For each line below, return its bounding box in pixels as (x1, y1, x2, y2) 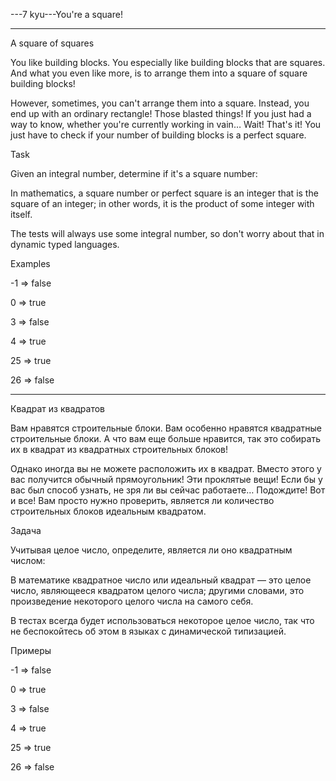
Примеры (10, 645, 52, 656)
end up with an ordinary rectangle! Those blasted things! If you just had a (10, 108, 312, 119)
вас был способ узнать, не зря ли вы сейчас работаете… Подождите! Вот (10, 484, 326, 496)
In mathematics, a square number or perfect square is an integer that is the (10, 187, 319, 199)
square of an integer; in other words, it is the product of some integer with (10, 198, 315, 209)
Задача (10, 525, 42, 536)
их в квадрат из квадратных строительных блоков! (10, 444, 228, 455)
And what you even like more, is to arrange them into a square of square (10, 67, 308, 79)
